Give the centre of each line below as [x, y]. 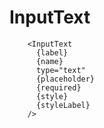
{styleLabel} [63, 105]
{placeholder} [65, 79]
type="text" [60, 70]
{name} [49, 61]
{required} [58, 87]
